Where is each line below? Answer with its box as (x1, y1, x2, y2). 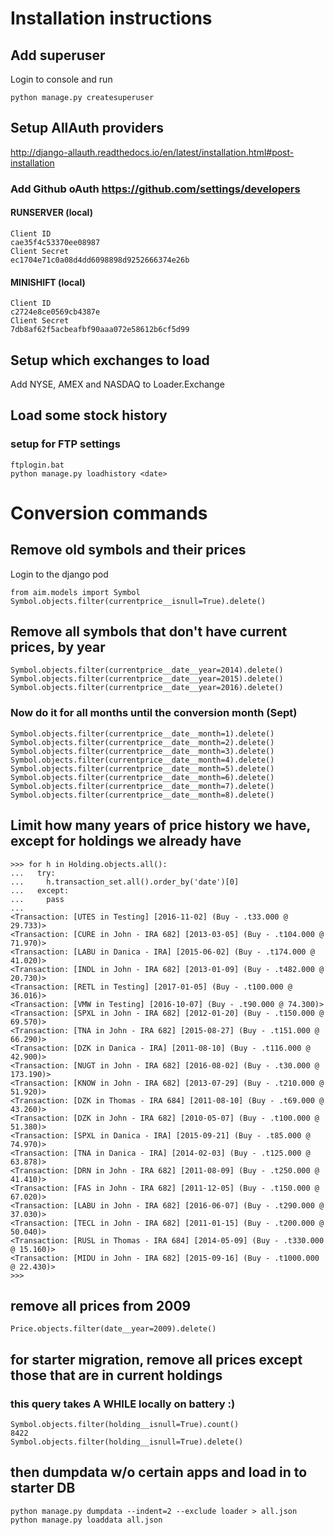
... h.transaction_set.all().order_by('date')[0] (10, 877, 240, 887)
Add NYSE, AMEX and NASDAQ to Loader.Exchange (10, 378, 225, 390)
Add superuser (10, 47, 106, 64)
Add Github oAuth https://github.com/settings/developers (10, 182, 301, 196)
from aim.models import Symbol (10, 587, 141, 597)
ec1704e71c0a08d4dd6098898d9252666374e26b (10, 255, 190, 265)
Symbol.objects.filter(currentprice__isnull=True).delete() (10, 596, 267, 606)
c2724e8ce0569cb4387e (10, 307, 101, 317)
